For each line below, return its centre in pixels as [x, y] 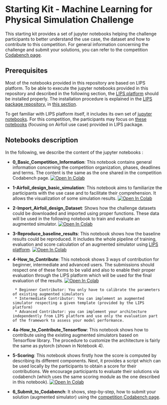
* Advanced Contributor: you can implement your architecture [81, 311]
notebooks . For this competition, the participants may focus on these [76, 119]
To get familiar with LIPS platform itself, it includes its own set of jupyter [79, 114]
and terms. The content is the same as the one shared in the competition [87, 172]
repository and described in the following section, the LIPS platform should [82, 93]
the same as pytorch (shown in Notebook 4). [58, 345]
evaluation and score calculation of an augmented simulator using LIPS [85, 244]
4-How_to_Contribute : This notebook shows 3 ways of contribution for [86, 259]
